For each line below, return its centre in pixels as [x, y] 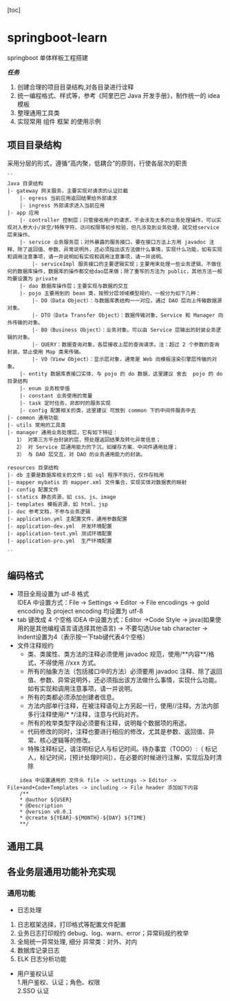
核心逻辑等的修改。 [67, 740]
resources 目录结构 [33, 468]
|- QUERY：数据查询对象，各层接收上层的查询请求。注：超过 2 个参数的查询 [126, 344]
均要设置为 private [32, 278]
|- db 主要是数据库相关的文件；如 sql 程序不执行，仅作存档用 [86, 475]
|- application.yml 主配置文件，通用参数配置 [67, 519]
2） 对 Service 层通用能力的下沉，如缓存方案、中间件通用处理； [97, 447]
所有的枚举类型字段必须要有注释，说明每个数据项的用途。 [109, 723]
